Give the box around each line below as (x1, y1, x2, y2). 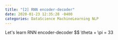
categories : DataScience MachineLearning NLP (5, 16, 99, 21)
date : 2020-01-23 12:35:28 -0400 (5, 12, 73, 17)
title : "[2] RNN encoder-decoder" (5, 7, 75, 12)
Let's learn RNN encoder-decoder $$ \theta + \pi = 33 (5, 30, 114, 36)
